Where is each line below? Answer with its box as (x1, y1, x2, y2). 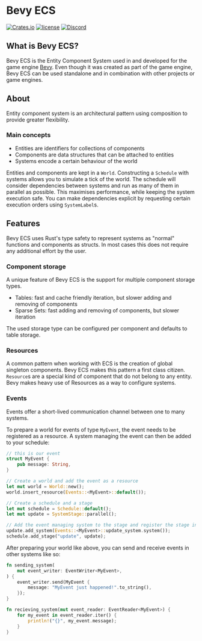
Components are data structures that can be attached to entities (14, 151, 174, 158)
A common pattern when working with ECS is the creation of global (6, 360, 173, 367)
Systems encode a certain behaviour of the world (14, 157, 138, 164)
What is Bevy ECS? (6, 41, 79, 51)
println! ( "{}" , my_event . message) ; (28, 618, 117, 624)
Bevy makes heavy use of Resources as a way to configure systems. (6, 379, 176, 386)
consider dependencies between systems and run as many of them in (6, 182, 179, 189)
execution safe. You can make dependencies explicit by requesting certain (6, 194, 191, 202)
